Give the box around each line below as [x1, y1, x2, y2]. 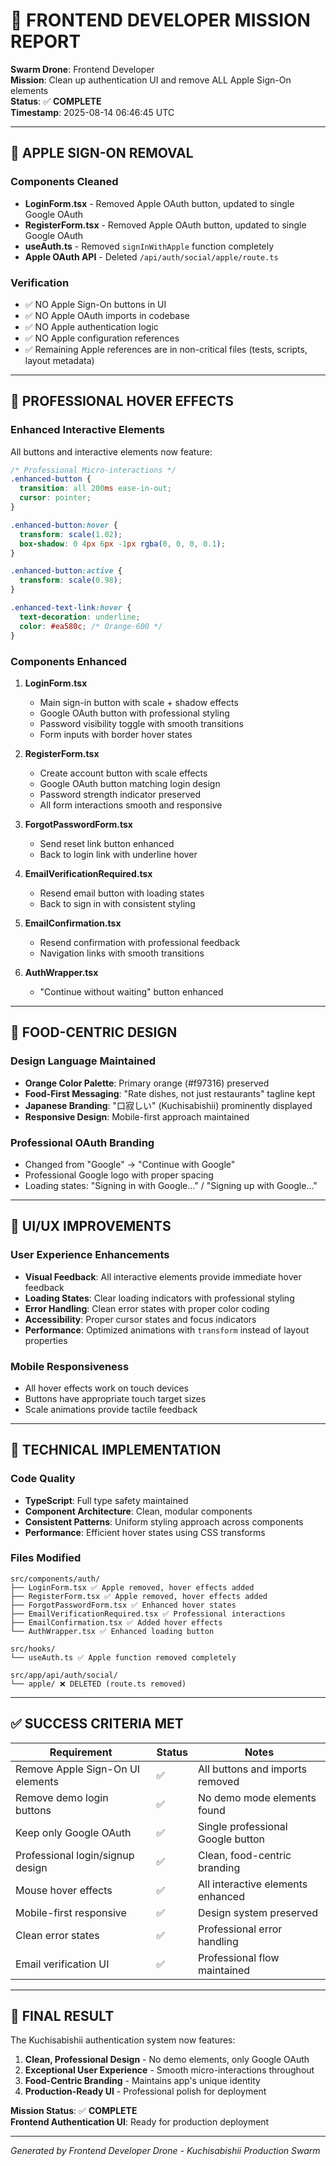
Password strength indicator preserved [39, 788, 201, 800]
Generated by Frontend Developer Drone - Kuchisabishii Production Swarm [10, 2145, 321, 2157]
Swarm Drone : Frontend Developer [10, 63, 155, 75]
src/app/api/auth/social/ [10, 1670, 118, 1680]
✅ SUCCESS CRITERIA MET [10, 1715, 184, 1733]
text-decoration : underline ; [19, 612, 141, 622]
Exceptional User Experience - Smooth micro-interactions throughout [24, 2064, 315, 2076]
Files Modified [10, 1551, 82, 1565]
